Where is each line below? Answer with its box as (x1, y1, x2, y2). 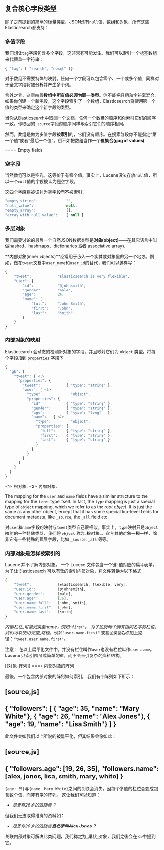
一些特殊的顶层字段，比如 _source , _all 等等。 (18, 536, 111, 542)
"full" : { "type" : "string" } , (40, 428, 112, 433)
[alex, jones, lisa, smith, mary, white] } (5, 772, 123, 780)
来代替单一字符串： (5, 56, 44, 62)
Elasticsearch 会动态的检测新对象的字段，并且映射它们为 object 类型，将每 (5, 348, 156, 354)
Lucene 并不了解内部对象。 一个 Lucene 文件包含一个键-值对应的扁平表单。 (5, 561, 157, 567)
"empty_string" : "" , (5, 199, 73, 204)
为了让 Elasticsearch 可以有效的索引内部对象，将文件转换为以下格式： (5, 568, 145, 574)
